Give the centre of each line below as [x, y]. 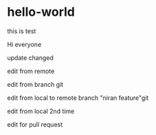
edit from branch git [35, 84]
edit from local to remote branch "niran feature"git [78, 98]
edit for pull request [35, 124]
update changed [30, 58]
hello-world [41, 12]
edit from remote [31, 71]
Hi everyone [24, 44]
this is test [22, 31]
